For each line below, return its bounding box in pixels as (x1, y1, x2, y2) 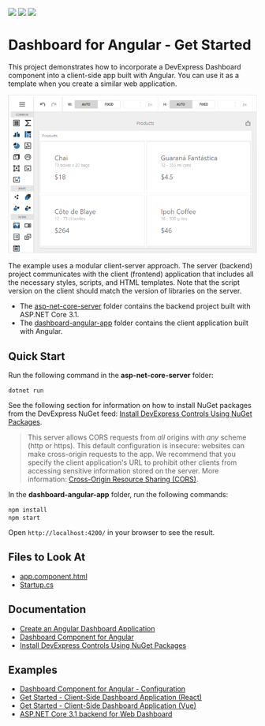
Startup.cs (19, 580, 54, 589)
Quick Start (8, 350, 65, 363)
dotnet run (8, 387, 44, 395)
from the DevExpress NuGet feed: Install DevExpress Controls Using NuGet (8, 409, 252, 418)
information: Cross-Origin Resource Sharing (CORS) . (27, 474, 199, 484)
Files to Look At (8, 551, 85, 564)
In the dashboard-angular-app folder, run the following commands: (8, 489, 229, 499)
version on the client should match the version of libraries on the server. (8, 286, 242, 296)
